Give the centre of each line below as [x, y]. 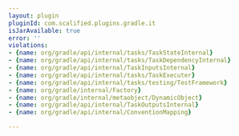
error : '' [25, 38]
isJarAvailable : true [45, 30]
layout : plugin [34, 16]
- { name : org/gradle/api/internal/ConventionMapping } [100, 113]
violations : [28, 46]
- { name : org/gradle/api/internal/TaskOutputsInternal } [103, 105]
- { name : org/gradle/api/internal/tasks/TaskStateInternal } [111, 53]
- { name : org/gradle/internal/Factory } [75, 90]
